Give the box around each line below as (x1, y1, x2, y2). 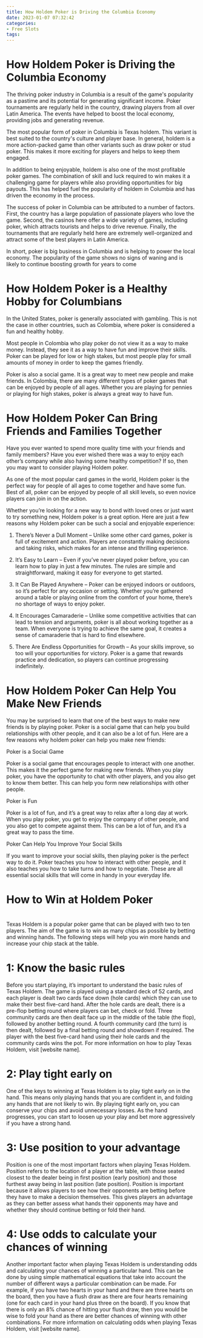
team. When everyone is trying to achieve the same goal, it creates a (15, 624, 187, 632)
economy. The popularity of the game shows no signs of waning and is (6, 254, 184, 261)
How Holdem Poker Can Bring (6, 412, 158, 426)
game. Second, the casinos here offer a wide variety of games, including (6, 216, 188, 224)
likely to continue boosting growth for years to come (6, 261, 137, 268)
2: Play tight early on (6, 1067, 113, 1081)
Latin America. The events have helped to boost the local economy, (6, 110, 175, 117)
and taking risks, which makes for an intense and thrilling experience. (15, 544, 188, 551)
